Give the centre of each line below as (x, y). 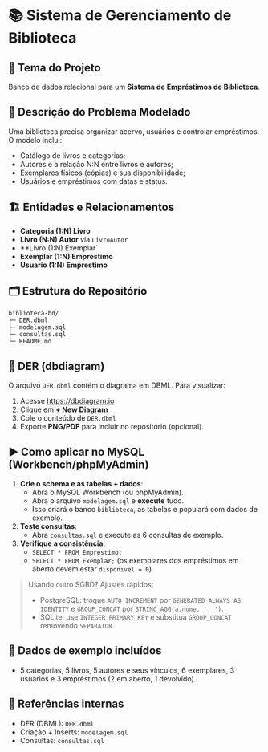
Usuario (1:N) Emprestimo (64, 265)
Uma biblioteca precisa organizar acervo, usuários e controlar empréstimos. (134, 131)
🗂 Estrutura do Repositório (78, 291)
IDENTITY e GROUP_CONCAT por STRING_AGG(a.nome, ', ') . (132, 609)
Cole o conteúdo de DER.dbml (68, 418)
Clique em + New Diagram (64, 409)
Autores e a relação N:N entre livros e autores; (97, 164)
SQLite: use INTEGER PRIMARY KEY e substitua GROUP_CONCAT (136, 617)
